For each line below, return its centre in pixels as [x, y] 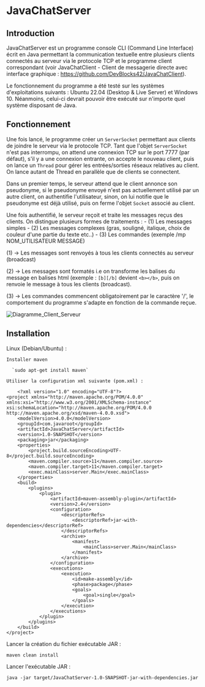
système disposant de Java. [42, 105]
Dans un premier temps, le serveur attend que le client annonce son [92, 184]
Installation [28, 334]
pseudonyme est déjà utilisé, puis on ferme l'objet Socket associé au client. [101, 203]
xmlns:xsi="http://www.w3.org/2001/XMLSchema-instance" [79, 402]
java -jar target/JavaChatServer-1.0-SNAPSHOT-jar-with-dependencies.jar [102, 678]
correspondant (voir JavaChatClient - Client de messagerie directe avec [97, 67]
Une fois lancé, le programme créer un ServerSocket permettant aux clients [101, 139]
